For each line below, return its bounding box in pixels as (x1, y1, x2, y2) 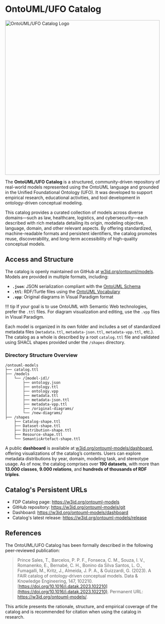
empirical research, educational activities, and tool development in (5, 194, 140, 200)
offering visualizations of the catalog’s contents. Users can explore (5, 450, 141, 456)
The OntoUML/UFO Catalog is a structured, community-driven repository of (5, 179, 160, 185)
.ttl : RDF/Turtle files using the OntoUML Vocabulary (12, 288, 121, 294)
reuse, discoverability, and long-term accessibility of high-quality (5, 236, 138, 241)
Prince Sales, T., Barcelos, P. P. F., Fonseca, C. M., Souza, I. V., (17, 557, 145, 563)
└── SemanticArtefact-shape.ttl (14, 436, 81, 441)
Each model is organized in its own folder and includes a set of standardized (5, 323, 161, 330)
